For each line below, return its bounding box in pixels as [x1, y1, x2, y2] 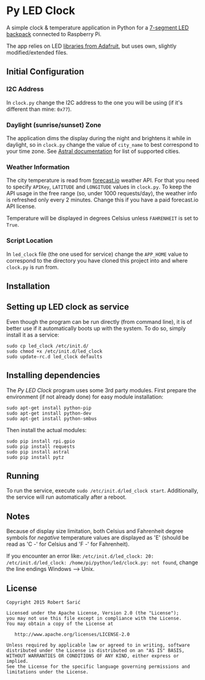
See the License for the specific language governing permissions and [6, 663, 190, 670]
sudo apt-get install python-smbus [6, 416, 97, 422]
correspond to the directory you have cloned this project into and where [6, 256, 188, 264]
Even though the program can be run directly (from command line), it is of [6, 318, 193, 325]
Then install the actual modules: [6, 426, 87, 433]
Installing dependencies [6, 370, 100, 381]
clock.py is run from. [6, 263, 59, 271]
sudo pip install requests [6, 443, 75, 450]
